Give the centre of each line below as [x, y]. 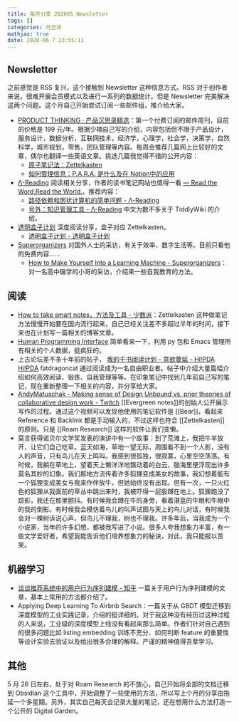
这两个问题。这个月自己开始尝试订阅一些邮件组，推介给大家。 [98, 105]
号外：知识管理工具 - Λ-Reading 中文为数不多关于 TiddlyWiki [117, 209]
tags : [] [20, 21]
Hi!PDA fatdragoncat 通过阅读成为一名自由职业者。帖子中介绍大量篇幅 [120, 368]
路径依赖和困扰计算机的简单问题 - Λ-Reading [94, 200]
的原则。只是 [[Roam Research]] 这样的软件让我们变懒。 [100, 429]
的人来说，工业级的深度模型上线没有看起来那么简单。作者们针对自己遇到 [123, 623]
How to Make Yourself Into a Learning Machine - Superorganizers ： [128, 262]
